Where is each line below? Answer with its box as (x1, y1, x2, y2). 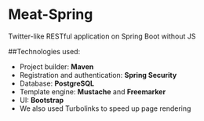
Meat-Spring (8, 5, 93, 24)
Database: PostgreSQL (19, 79, 95, 88)
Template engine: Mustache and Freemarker (19, 86, 166, 96)
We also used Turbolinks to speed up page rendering (19, 104, 191, 113)
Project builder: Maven (19, 61, 94, 71)
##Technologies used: (8, 46, 81, 56)
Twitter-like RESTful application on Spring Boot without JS (8, 31, 196, 41)
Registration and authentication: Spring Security (19, 70, 177, 79)
